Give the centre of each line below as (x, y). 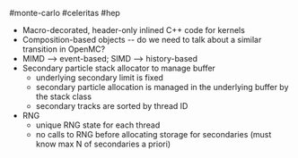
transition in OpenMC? (64, 49)
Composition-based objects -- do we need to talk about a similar (142, 40)
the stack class (64, 96)
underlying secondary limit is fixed (100, 78)
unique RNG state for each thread (98, 125)
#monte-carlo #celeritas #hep (65, 13)
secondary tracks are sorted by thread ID (112, 106)
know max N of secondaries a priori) (103, 144)
